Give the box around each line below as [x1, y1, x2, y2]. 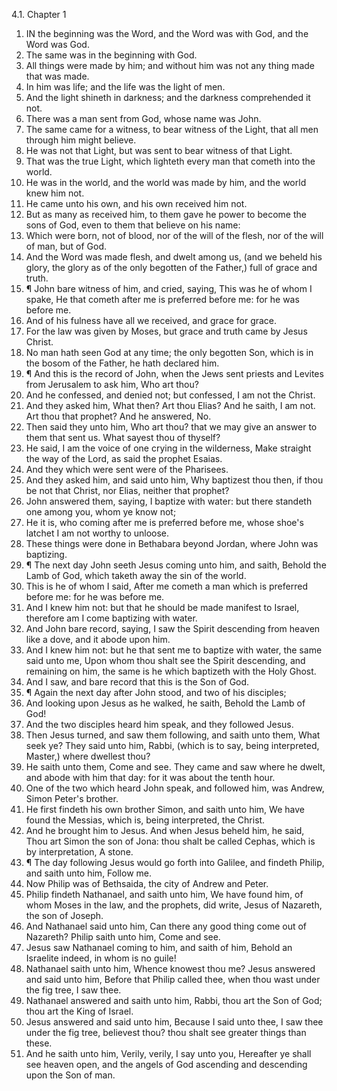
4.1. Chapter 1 [11, 9, 67, 20]
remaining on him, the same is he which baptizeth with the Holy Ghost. [25, 665, 317, 677]
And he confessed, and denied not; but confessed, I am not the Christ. [25, 389, 316, 401]
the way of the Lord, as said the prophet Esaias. [25, 453, 223, 464]
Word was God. [25, 39, 90, 50]
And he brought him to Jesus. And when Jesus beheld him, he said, [25, 825, 305, 836]
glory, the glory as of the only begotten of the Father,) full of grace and [25, 262, 318, 273]
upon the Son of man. [25, 1069, 116, 1081]
